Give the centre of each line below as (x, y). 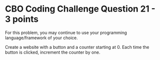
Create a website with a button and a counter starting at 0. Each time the (77, 47)
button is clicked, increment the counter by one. (53, 52)
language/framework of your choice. (42, 38)
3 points (22, 19)
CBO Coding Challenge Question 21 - (80, 9)
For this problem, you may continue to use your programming (66, 32)
